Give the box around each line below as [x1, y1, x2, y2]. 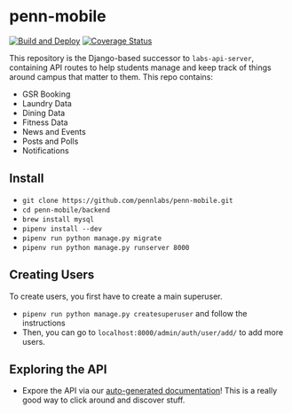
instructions [21, 317, 67, 328]
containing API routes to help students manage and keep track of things [9, 62, 272, 73]
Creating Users [9, 268, 95, 283]
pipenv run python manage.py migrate [21, 233, 162, 243]
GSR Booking [21, 89, 71, 99]
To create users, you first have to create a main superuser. [9, 291, 224, 301]
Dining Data [21, 107, 66, 118]
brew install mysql [21, 215, 95, 223]
